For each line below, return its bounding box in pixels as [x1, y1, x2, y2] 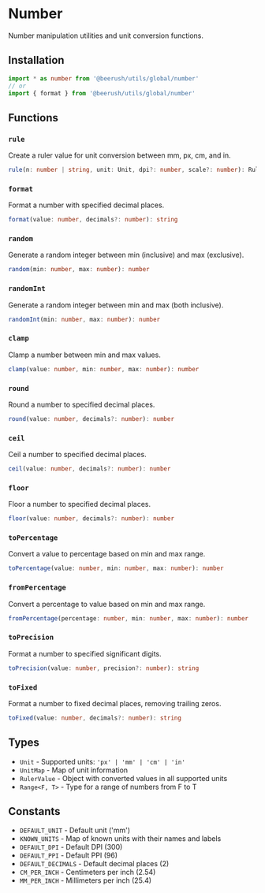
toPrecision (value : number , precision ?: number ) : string [8, 664, 200, 672]
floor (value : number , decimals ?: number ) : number [8, 515, 175, 523]
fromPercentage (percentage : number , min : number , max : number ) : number [8, 614, 248, 623]
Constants [8, 805, 61, 818]
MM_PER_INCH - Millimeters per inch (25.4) [19, 876, 152, 885]
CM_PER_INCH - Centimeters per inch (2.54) [19, 868, 156, 877]
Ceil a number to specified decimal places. [8, 450, 147, 460]
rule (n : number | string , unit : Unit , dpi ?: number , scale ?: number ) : [8, 166, 245, 174]
